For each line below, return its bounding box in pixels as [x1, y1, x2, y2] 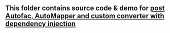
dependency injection [5, 19, 76, 28]
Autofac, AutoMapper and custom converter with [5, 12, 165, 20]
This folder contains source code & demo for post [5, 4, 165, 12]
